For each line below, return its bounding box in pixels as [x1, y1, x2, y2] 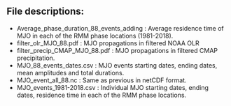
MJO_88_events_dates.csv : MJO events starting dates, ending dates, [16, 61, 218, 69]
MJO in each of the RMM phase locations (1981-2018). [16, 31, 174, 40]
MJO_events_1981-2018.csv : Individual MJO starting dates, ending [16, 83, 209, 91]
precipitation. [16, 54, 55, 62]
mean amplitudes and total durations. [16, 68, 125, 77]
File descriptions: [6, 6, 85, 17]
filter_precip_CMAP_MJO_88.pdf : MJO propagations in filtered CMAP [16, 46, 218, 54]
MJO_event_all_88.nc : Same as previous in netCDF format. [16, 76, 187, 84]
